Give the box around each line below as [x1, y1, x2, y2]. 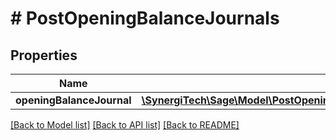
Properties [10, 47, 78, 64]
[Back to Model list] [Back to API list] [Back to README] [10, 119, 240, 131]
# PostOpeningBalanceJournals [10, 7, 280, 30]
